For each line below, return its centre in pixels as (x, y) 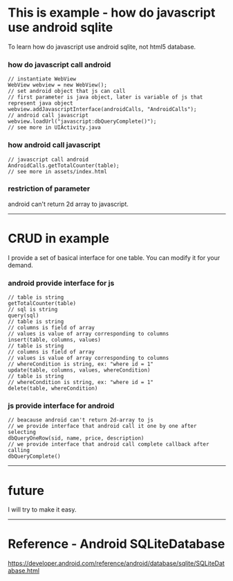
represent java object (40, 103)
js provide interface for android (61, 406)
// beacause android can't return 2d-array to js (81, 420)
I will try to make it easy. (42, 510)
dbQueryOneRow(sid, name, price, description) (76, 438)
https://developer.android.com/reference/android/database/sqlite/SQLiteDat (116, 564)
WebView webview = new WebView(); (58, 85)
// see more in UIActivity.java (54, 128)
